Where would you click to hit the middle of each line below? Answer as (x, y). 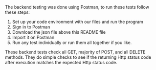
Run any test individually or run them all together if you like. (72, 43)
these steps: (18, 12)
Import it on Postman (33, 37)
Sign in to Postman (31, 27)
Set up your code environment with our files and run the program (78, 22)
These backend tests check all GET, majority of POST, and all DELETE (75, 52)
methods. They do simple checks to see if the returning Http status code (78, 57)
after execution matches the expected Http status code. (61, 62)
